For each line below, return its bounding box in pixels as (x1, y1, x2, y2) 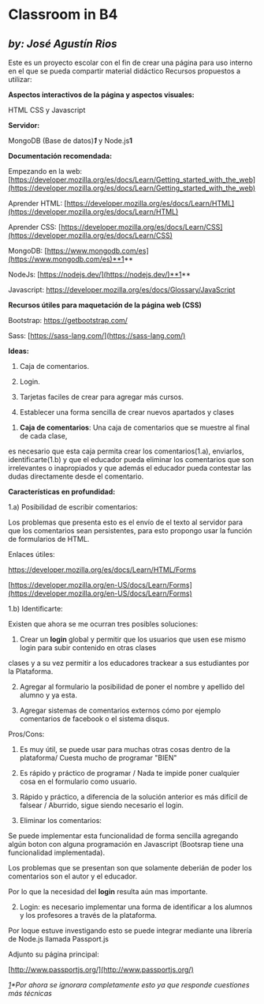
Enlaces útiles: (8, 550, 55, 558)
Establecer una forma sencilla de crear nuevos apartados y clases (19, 408, 235, 416)
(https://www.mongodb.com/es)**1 (8, 254, 125, 264)
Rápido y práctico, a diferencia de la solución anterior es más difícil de (19, 792, 248, 801)
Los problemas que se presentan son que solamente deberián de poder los (8, 863, 252, 872)
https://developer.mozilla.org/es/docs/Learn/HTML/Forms (8, 565, 197, 574)
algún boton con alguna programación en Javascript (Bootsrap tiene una (8, 840, 244, 848)
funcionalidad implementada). (8, 848, 105, 857)
